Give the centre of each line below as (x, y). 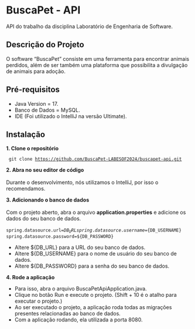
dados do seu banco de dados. (44, 219)
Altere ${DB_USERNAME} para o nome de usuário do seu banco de (96, 253)
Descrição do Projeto (45, 45)
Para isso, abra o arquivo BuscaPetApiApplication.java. (81, 288)
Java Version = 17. (36, 103)
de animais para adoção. (36, 71)
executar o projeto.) (38, 301)
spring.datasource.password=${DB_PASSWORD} (60, 236)
